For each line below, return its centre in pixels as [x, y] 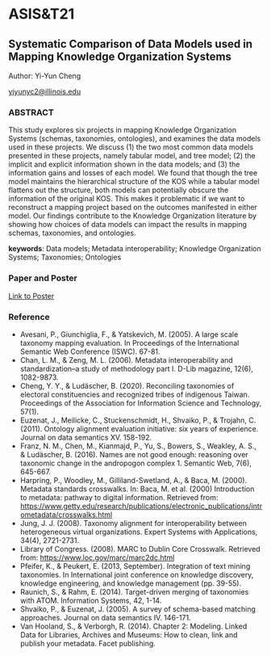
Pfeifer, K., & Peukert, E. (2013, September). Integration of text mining [135, 566]
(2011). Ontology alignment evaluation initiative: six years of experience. [139, 428]
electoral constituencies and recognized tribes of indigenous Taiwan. [135, 394]
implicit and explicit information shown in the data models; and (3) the [124, 164]
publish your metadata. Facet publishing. [88, 643]
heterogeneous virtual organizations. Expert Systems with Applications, [139, 532]
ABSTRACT [31, 112]
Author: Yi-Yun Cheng [45, 76]
